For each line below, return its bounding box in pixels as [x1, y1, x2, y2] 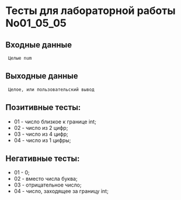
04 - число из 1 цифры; [13, 136, 71, 144]
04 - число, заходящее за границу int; [13, 188, 109, 195]
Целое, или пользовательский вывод [8, 87, 95, 92]
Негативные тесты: [5, 154, 80, 164]
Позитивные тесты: [5, 102, 81, 112]
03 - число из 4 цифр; [13, 130, 68, 137]
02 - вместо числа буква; [13, 175, 78, 182]
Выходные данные [5, 71, 78, 81]
